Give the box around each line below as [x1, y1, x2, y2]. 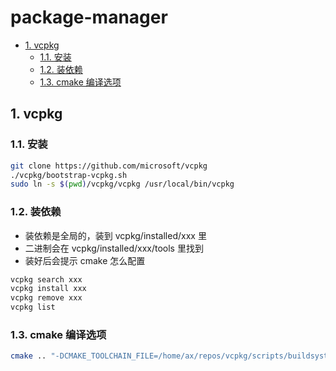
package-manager [10, 6, 168, 29]
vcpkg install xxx [10, 284, 87, 294]
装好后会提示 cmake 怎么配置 [24, 254, 146, 266]
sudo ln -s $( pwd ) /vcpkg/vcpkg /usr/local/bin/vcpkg [10, 179, 235, 190]
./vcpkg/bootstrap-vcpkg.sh [10, 170, 128, 180]
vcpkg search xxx [10, 274, 83, 285]
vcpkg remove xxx [10, 293, 83, 303]
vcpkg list [10, 302, 56, 313]
